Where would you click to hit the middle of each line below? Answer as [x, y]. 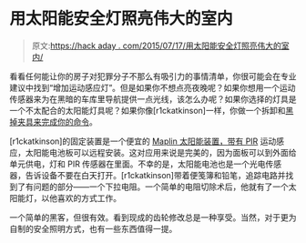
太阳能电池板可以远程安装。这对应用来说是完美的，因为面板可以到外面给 [161, 152]
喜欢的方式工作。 [89, 197]
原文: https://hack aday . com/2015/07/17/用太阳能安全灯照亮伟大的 [157, 46]
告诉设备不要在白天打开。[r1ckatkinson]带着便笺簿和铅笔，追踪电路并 [155, 175]
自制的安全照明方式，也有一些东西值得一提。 [93, 228]
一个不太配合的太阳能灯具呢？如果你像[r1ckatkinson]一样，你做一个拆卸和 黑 [152, 110]
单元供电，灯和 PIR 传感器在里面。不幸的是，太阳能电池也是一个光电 [138, 164]
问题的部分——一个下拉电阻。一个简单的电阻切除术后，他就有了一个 [161, 187]
